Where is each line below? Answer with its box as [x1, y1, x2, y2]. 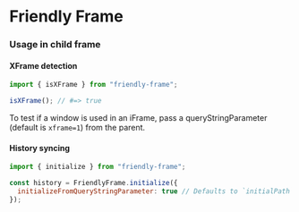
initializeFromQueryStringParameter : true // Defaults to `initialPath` [17, 187, 295, 196]
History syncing [9, 142, 70, 153]
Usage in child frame [9, 38, 101, 51]
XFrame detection [9, 60, 78, 71]
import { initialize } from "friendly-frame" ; [9, 163, 186, 172]
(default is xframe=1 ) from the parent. [9, 123, 146, 133]
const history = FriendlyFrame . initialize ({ [9, 179, 178, 188]
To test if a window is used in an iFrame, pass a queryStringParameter [9, 113, 268, 123]
